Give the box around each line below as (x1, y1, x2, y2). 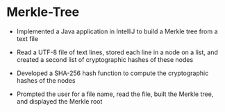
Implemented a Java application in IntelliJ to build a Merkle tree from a (16, 27, 218, 35)
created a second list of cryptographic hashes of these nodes (16, 55, 194, 63)
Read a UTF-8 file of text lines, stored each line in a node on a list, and (16, 48, 218, 56)
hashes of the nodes (16, 76, 76, 84)
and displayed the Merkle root (16, 97, 103, 105)
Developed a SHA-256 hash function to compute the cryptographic (16, 69, 209, 77)
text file (16, 34, 39, 42)
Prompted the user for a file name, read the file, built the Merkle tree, (16, 90, 214, 98)
